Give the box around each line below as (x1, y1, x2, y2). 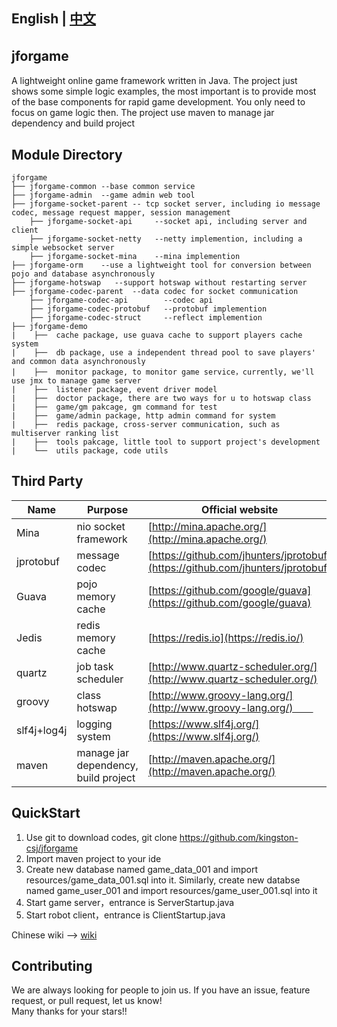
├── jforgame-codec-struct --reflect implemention (29, 313, 263, 323)
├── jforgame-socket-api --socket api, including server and (29, 217, 308, 227)
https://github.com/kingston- (179, 831, 299, 843)
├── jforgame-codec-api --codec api (29, 295, 214, 306)
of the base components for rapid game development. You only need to (11, 96, 306, 108)
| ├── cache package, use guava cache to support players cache (11, 330, 303, 341)
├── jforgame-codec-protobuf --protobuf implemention (29, 304, 268, 314)
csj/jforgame (25, 842, 79, 854)
